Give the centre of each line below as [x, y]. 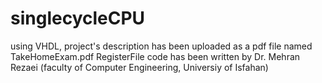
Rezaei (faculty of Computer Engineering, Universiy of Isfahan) [139, 67]
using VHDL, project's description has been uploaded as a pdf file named [161, 46]
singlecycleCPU [78, 18]
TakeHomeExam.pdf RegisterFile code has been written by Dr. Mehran [155, 56]
